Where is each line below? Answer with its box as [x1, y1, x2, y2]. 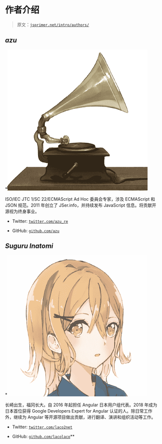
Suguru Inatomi [5, 242, 54, 250]
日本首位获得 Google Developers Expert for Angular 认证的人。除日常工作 [5, 408, 153, 414]
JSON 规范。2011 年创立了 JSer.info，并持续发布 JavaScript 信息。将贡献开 [5, 202, 157, 208]
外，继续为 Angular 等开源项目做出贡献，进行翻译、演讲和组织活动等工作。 [5, 414, 156, 420]
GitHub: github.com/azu [12, 228, 60, 234]
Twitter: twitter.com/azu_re [12, 218, 68, 224]
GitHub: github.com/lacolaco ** [12, 433, 75, 439]
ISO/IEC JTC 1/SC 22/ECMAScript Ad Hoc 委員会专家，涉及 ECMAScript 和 [5, 196, 155, 202]
